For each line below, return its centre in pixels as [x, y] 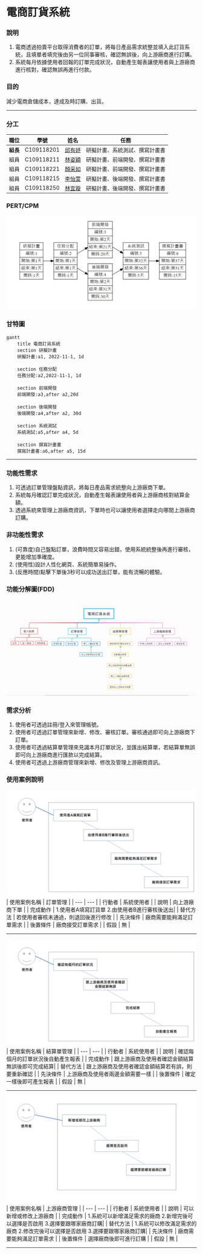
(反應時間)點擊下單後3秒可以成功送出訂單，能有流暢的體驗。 [90, 572]
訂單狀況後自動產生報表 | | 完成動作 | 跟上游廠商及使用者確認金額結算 [108, 1059]
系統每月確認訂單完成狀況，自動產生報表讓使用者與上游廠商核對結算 [100, 495]
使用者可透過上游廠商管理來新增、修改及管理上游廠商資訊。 [89, 763]
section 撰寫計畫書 [39, 445]
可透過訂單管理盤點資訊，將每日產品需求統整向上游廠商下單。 [92, 488]
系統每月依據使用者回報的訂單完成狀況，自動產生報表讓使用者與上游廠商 [105, 62]
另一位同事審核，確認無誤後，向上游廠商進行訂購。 [131, 54]
